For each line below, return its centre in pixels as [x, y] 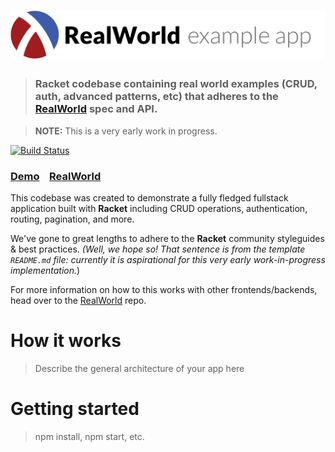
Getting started [75, 409]
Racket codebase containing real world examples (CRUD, [176, 84]
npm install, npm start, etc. [89, 436]
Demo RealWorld [56, 176]
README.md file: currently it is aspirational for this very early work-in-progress [168, 260]
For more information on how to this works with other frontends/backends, [164, 290]
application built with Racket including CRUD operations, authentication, [159, 209]
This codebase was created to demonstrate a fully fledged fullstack [149, 198]
